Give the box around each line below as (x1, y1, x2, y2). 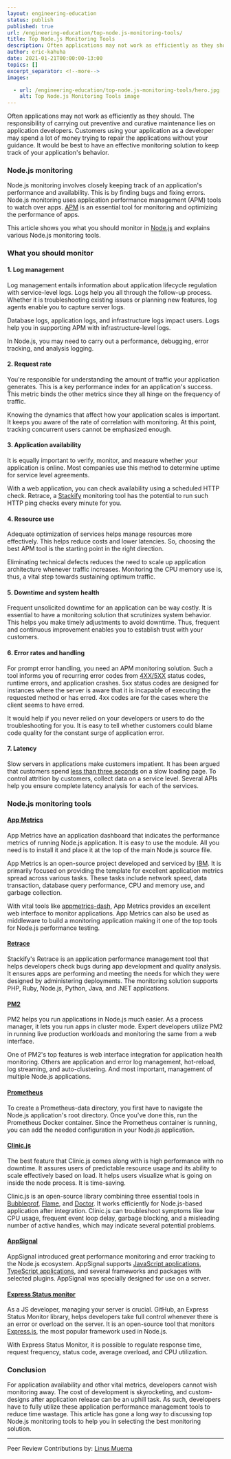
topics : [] (7, 61, 38, 68)
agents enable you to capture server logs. (7, 302, 126, 311)
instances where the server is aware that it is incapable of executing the (7, 686, 211, 694)
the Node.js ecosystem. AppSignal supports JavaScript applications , (7, 1259, 201, 1267)
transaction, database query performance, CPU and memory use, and (7, 881, 205, 889)
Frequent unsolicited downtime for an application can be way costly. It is (7, 603, 212, 612)
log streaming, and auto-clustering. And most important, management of (7, 1065, 213, 1073)
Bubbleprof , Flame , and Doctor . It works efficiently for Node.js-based (7, 1199, 203, 1208)
